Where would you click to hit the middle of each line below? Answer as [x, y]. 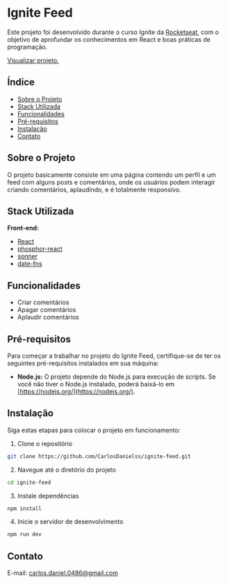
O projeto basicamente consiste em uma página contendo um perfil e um [112, 175]
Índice [21, 82]
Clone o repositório [45, 443]
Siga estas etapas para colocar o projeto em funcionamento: [94, 430]
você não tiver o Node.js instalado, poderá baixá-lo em [96, 384]
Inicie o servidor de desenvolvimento [70, 522]
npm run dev [24, 535]
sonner [27, 256]
